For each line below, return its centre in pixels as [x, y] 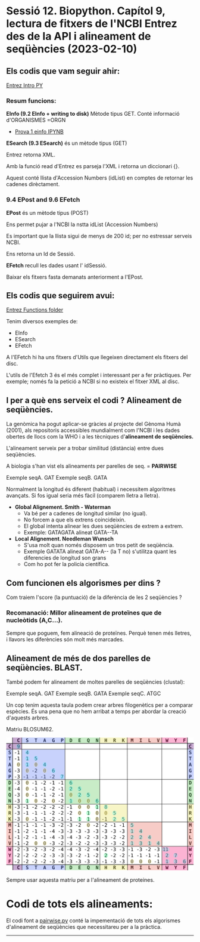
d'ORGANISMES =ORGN [36, 120]
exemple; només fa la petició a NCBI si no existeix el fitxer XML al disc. [93, 382]
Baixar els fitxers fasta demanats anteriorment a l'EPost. [75, 277]
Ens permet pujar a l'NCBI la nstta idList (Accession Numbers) [82, 224]
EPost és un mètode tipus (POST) [47, 212]
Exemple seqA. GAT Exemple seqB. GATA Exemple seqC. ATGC [84, 694]
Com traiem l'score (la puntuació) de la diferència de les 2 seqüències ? [94, 597]
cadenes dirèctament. [33, 184]
